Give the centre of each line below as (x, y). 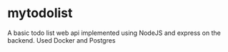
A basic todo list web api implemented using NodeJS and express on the (114, 33)
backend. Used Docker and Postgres (61, 40)
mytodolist (40, 13)
